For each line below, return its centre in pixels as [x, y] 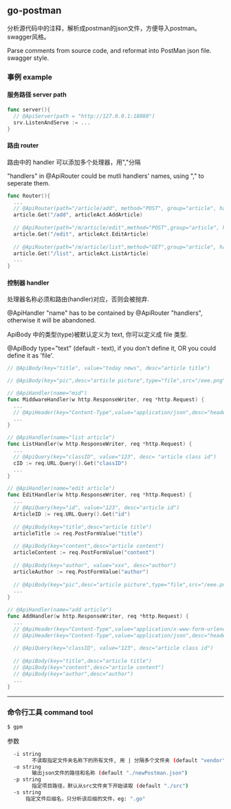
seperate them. [29, 183]
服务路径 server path [37, 94]
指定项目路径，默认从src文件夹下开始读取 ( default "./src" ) [110, 786]
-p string [27, 780]
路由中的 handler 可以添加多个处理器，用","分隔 [74, 162]
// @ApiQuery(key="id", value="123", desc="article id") [97, 508]
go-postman [34, 11]
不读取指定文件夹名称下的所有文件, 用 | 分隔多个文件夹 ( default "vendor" [129, 760]
